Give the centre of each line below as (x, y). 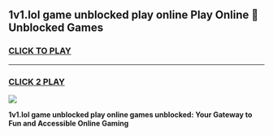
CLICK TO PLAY (40, 51)
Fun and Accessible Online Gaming (69, 123)
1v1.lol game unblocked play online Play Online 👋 (134, 15)
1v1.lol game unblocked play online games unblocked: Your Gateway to (130, 114)
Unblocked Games (56, 28)
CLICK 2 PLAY (37, 81)
